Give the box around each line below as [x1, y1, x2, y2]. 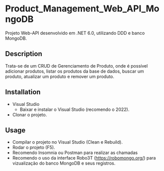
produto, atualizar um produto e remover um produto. [5, 73, 114, 80]
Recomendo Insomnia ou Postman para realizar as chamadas [12, 150, 138, 156]
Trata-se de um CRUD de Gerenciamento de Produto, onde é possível [5, 63, 148, 69]
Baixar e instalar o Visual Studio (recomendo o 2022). [19, 106, 130, 112]
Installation [5, 88, 41, 96]
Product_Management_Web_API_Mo [5, 3, 160, 14]
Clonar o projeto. [12, 111, 47, 117]
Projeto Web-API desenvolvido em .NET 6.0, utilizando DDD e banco [5, 30, 145, 36]
